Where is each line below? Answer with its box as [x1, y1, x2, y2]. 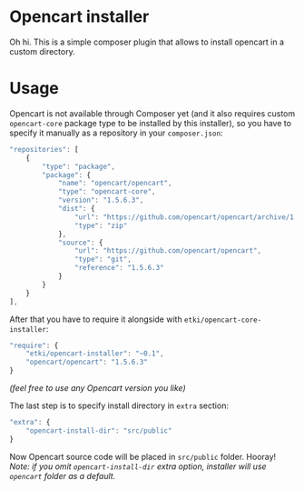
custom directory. [9, 45, 75, 56]
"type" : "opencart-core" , [57, 187, 156, 196]
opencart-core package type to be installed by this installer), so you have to [9, 117, 292, 128]
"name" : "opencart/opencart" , [57, 179, 172, 188]
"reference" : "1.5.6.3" [74, 264, 165, 273]
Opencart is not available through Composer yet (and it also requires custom [9, 107, 296, 119]
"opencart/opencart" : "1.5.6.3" [25, 357, 148, 367]
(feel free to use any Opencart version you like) [9, 383, 186, 393]
